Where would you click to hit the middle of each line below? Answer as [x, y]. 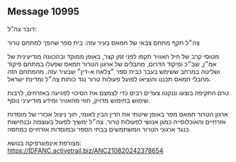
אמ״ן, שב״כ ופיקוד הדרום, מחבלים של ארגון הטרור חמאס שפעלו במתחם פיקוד [112, 64]
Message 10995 [44, 12]
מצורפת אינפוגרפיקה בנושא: [44, 143]
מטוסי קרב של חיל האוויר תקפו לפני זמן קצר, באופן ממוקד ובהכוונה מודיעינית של [113, 56]
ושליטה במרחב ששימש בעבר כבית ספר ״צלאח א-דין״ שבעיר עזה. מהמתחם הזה [114, 71]
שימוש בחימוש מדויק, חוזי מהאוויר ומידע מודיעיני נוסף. [79, 100]
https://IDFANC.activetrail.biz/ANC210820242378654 [85, 150]
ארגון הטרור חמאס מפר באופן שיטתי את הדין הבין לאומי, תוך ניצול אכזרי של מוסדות [118, 114]
